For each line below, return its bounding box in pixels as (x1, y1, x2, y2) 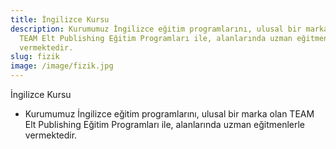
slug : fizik (10, 52, 60, 62)
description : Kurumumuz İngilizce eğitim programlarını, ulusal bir (10, 24, 302, 34)
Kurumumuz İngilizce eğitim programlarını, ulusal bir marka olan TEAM (24, 108, 315, 120)
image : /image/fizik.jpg (10, 61, 114, 71)
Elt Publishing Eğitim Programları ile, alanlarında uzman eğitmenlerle (24, 119, 306, 130)
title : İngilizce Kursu (10, 14, 110, 25)
